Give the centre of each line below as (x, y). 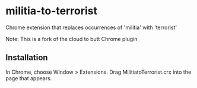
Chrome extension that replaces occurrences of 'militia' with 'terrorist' (91, 27)
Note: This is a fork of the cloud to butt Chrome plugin (72, 39)
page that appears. (29, 78)
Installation (27, 58)
